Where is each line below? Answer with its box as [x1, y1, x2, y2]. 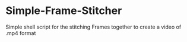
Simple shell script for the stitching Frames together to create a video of [5, 23, 182, 30]
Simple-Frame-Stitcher [5, 4, 122, 17]
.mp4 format [5, 29, 36, 36]
